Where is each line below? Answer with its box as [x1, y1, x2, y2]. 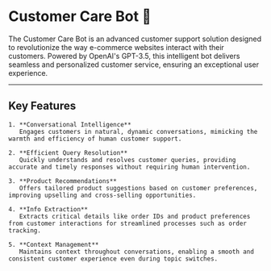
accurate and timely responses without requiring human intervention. [8, 163, 251, 171]
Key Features [8, 99, 77, 113]
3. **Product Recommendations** [8, 177, 117, 185]
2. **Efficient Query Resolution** [8, 148, 128, 156]
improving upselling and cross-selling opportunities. [8, 191, 197, 199]
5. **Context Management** [8, 240, 99, 248]
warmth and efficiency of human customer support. [8, 135, 182, 143]
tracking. [8, 226, 42, 235]
